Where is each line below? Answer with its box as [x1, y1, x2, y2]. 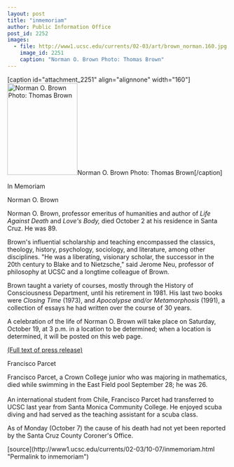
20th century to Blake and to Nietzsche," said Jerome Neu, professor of [7, 260, 214, 268]
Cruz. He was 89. [7, 224, 57, 232]
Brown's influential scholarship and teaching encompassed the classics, [7, 237, 216, 246]
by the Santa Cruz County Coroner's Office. [7, 431, 134, 440]
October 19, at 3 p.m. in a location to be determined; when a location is [7, 324, 212, 333]
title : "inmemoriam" [7, 17, 68, 24]
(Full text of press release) [7, 346, 83, 354]
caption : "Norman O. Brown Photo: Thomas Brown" [20, 56, 165, 63]
